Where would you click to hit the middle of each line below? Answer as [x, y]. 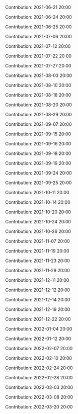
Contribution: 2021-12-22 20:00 [38, 319]
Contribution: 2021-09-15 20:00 [38, 134]
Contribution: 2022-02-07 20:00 [39, 348]
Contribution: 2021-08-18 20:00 [38, 95]
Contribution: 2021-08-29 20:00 [38, 114]
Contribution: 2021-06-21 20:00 [38, 7]
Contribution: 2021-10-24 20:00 [38, 222]
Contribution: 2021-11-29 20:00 [38, 270]
